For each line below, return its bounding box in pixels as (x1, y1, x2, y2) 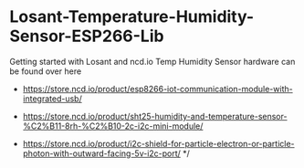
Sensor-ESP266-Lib (9, 26, 164, 47)
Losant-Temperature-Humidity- (9, 6, 255, 27)
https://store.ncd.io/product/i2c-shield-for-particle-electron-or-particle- (22, 138, 295, 149)
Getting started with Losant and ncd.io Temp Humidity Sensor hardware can (9, 56, 296, 67)
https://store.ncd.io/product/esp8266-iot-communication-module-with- (22, 83, 294, 94)
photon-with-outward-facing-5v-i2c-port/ (22, 148, 181, 159)
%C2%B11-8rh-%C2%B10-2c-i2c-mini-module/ (22, 121, 204, 131)
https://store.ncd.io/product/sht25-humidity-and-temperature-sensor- (22, 110, 288, 121)
